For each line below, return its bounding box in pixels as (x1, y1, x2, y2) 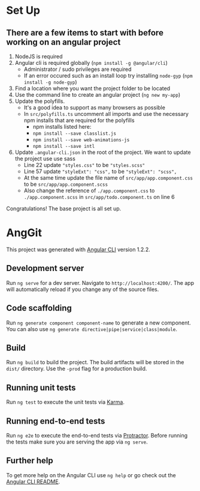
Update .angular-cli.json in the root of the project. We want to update (14, 148, 191, 156)
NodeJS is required (14, 53, 63, 60)
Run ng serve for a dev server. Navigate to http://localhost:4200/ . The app (6, 279, 195, 286)
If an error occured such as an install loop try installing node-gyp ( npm (23, 72, 193, 79)
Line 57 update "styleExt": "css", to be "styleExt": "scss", (23, 168, 177, 175)
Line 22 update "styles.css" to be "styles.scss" (23, 162, 146, 168)
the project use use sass (14, 155, 76, 162)
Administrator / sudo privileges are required (23, 66, 132, 73)
